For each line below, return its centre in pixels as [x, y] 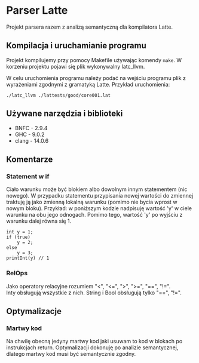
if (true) [19, 237]
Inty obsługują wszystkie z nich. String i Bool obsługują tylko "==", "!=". [94, 293]
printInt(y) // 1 [28, 258]
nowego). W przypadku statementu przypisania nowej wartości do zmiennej [100, 196]
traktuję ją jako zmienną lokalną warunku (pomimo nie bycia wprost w [92, 202]
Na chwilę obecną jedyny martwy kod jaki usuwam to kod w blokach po [94, 342]
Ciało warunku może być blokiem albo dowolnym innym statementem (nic [97, 189]
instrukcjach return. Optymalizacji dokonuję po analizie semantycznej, [92, 347]
